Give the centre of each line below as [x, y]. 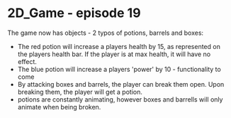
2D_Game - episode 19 [74, 13]
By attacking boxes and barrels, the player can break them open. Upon [121, 84]
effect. [27, 61]
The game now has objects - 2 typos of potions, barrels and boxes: [106, 33]
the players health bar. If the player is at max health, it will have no [114, 54]
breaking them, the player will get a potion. [80, 92]
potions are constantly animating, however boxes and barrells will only [120, 99]
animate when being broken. [59, 107]
